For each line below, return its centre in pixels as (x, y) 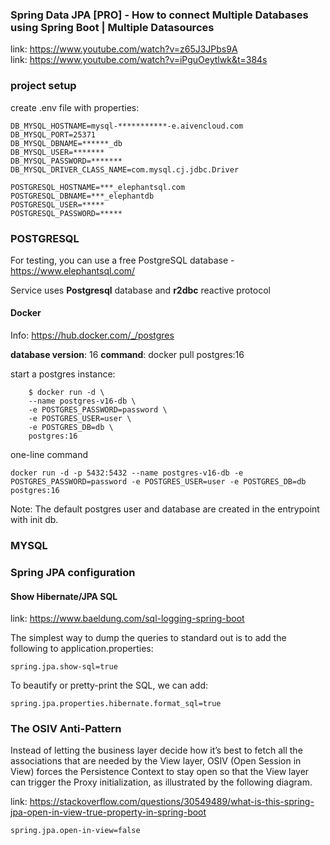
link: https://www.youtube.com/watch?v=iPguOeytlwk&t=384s (139, 60)
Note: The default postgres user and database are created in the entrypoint (165, 509)
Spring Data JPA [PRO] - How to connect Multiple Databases (159, 15)
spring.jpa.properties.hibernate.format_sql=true (116, 704)
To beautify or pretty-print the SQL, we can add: (109, 685)
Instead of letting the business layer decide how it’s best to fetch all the (156, 750)
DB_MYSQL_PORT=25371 (53, 134)
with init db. (34, 520)
